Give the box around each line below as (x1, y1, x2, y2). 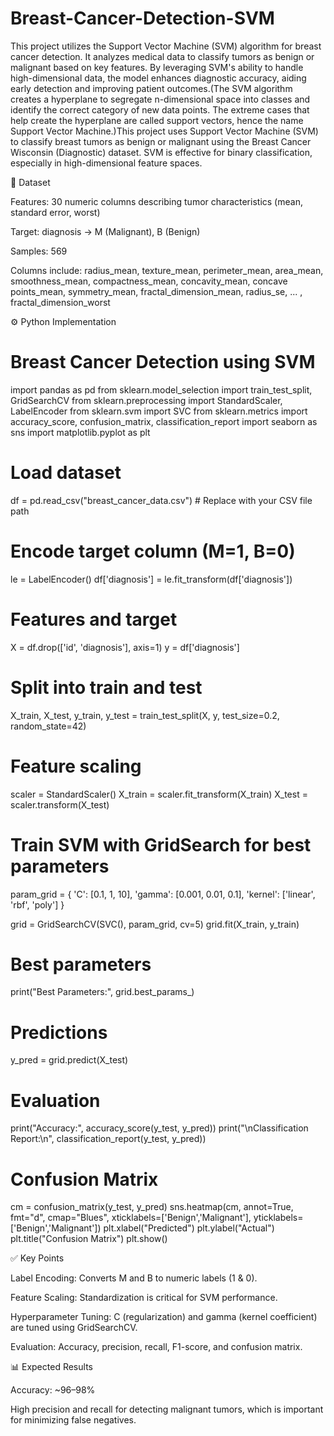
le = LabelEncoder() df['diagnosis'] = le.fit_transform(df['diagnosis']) (10, 573, 293, 585)
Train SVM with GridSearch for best (10, 833, 312, 856)
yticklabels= (253, 1212, 304, 1224)
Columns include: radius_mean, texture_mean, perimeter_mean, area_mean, (10, 264, 324, 276)
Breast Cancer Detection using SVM (10, 351, 316, 374)
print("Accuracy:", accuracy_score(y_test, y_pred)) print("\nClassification (10, 1122, 309, 1134)
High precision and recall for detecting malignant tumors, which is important (10, 1403, 324, 1416)
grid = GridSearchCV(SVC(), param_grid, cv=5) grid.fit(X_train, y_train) (10, 918, 300, 930)
